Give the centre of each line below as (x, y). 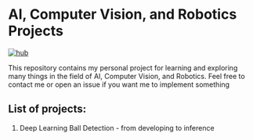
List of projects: (47, 109)
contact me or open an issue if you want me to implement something (119, 84)
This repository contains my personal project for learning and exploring (123, 67)
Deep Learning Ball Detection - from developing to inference (117, 127)
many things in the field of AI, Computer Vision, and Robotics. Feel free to (127, 76)
